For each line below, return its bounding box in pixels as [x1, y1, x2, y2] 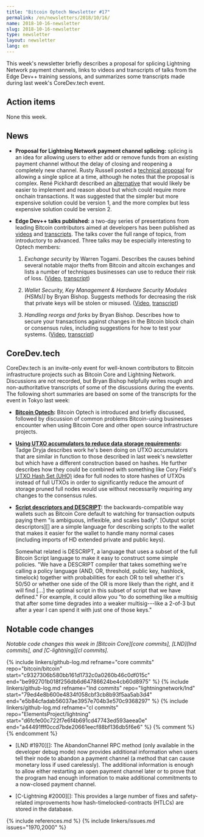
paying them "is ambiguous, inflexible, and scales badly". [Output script [15, 516, 195, 524]
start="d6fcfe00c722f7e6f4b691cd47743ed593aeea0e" [6, 717, 147, 724]
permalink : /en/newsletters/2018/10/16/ [6, 15, 111, 21]
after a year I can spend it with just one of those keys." [15, 606, 152, 614]
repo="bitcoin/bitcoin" [6, 665, 63, 672]
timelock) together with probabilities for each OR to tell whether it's [15, 574, 184, 581]
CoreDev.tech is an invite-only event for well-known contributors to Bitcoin [6, 364, 194, 372]
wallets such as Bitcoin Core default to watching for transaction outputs [15, 510, 195, 518]
